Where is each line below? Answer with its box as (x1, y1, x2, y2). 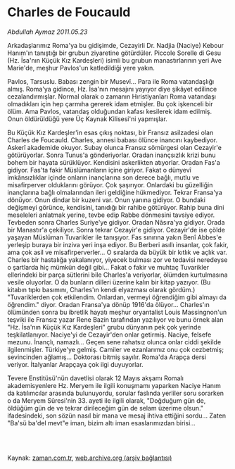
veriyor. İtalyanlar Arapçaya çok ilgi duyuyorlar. (7, 360, 144, 368)
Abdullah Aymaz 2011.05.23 (7, 27, 88, 36)
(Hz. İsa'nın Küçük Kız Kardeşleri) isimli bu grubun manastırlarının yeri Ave (7, 56, 222, 64)
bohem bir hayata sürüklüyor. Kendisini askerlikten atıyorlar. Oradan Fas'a (7, 158, 220, 166)
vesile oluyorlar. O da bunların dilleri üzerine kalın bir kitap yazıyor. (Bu (7, 277, 211, 286)
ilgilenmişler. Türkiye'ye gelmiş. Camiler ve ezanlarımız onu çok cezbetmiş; (7, 345, 224, 354)
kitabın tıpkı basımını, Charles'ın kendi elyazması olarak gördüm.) (7, 285, 196, 294)
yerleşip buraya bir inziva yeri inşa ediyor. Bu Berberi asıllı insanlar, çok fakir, (7, 240, 229, 249)
